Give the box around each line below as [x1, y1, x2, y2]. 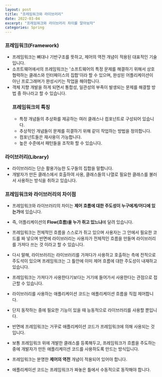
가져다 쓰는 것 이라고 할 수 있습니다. [17, 241, 85, 248]
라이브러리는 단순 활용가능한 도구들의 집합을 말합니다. [12, 166, 113, 171]
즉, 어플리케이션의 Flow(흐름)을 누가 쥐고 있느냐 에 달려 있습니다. [12, 219, 133, 225]
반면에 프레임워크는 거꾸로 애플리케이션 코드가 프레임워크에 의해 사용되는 [12, 324, 150, 329]
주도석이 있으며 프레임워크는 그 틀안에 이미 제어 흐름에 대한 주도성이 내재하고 [12, 258, 158, 264]
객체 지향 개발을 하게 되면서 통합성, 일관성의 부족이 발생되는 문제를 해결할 [12, 85, 151, 90]
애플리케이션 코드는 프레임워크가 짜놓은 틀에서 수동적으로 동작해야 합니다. [12, 367, 151, 373]
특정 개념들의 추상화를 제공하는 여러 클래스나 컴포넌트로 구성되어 [19, 116, 142, 121]
